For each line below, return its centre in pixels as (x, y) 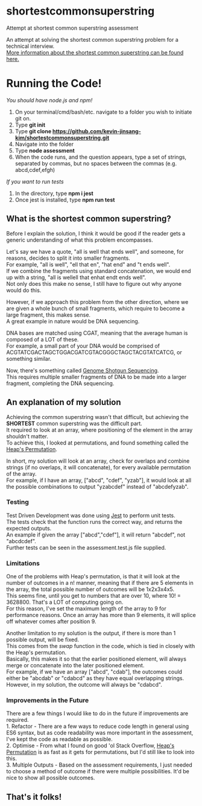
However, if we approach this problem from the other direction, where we (97, 302)
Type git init (30, 125)
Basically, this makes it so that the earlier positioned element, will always (96, 659)
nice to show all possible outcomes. (51, 778)
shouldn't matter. (27, 436)
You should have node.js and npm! (49, 100)
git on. (23, 118)
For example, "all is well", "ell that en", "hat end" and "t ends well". (88, 264)
